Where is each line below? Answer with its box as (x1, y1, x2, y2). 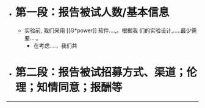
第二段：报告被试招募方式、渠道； (15, 66, 187, 79)
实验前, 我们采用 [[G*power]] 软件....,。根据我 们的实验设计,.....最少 (24, 27, 192, 34)
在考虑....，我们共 (33, 42, 77, 49)
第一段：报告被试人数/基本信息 (15, 5, 170, 19)
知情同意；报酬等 (36, 81, 123, 95)
